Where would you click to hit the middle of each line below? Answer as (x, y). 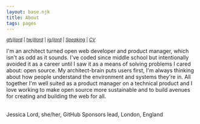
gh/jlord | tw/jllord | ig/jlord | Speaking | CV (51, 40)
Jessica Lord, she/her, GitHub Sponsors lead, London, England (85, 115)
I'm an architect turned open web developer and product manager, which (98, 51)
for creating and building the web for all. (56, 96)
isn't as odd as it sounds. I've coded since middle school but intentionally (98, 58)
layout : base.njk (28, 12)
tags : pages (21, 23)
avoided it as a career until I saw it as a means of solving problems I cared (98, 64)
